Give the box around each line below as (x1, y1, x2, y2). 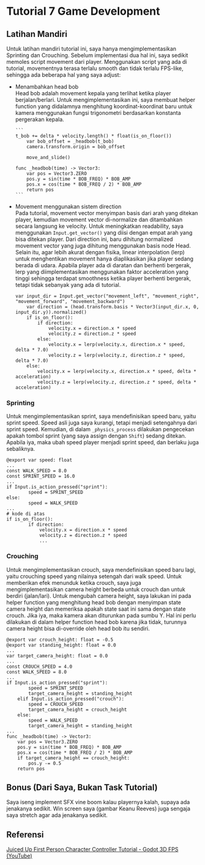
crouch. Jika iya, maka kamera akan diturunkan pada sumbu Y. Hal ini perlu (6, 611, 196, 619)
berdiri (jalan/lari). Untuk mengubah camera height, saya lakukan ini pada (6, 592, 192, 600)
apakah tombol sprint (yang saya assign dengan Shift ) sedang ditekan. (6, 432, 187, 440)
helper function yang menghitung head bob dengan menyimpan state (6, 598, 182, 606)
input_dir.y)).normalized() (15, 309, 87, 315)
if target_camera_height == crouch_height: (17, 754, 130, 761)
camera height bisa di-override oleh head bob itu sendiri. (6, 625, 150, 632)
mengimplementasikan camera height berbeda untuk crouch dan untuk (6, 585, 185, 593)
